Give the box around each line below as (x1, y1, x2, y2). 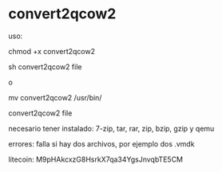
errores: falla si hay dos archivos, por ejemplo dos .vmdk (8, 139, 195, 148)
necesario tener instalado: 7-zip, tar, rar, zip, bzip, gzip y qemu (8, 123, 215, 133)
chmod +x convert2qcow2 (8, 46, 96, 56)
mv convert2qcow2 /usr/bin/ (8, 92, 102, 102)
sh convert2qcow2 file (8, 61, 82, 72)
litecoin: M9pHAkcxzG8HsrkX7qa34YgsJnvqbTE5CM (8, 154, 184, 164)
